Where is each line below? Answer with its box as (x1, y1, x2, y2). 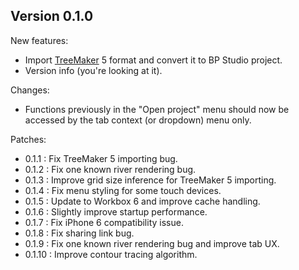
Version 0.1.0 (10, 8, 94, 25)
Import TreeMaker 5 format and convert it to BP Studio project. (24, 54, 283, 66)
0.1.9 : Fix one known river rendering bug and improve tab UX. (24, 237, 280, 249)
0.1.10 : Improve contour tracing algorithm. (24, 248, 198, 260)
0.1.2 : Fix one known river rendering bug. (24, 163, 197, 175)
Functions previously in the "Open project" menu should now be (24, 103, 290, 115)
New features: (10, 34, 69, 46)
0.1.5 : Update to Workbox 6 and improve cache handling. (24, 195, 261, 207)
